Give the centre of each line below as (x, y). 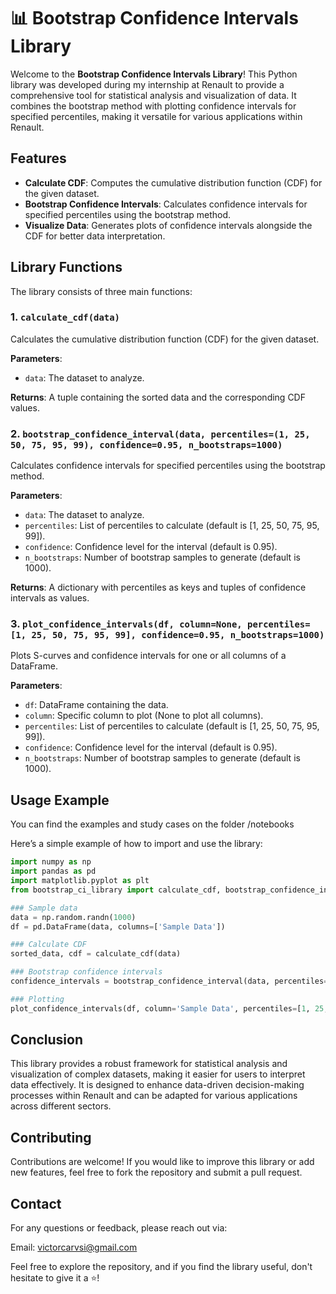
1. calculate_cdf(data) (65, 317)
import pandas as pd (53, 871)
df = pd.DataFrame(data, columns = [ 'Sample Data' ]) (118, 926)
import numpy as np (51, 862)
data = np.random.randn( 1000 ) (73, 917)
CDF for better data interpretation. (95, 236)
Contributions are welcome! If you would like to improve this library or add (162, 1162)
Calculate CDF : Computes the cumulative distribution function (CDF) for (173, 182)
